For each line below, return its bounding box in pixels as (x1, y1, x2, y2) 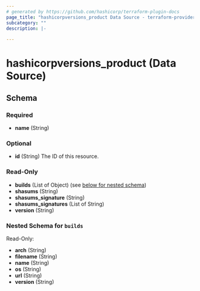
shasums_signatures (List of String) (14, 200, 105, 208)
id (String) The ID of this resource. (14, 153, 99, 160)
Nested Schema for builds (6, 221, 83, 230)
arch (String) (14, 246, 46, 253)
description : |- (6, 25, 46, 32)
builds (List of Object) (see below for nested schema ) (14, 181, 147, 188)
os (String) (14, 265, 42, 273)
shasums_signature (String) (14, 194, 85, 201)
